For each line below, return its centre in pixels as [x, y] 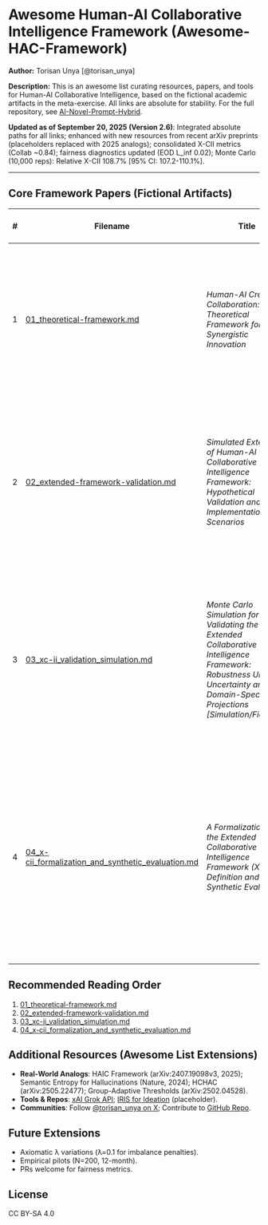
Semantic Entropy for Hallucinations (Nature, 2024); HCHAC [118, 1082]
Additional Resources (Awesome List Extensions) [133, 1055]
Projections [227, 704]
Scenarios [225, 522]
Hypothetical [231, 492]
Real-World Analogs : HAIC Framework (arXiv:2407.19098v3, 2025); [131, 1074]
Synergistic [227, 334]
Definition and [233, 877]
